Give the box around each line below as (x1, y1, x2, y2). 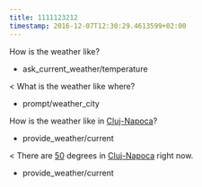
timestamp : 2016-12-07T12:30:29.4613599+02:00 (9, 21, 187, 30)
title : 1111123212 (9, 13, 78, 22)
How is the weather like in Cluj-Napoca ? (9, 115, 158, 126)
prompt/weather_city (22, 98, 101, 108)
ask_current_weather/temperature (22, 64, 148, 74)
